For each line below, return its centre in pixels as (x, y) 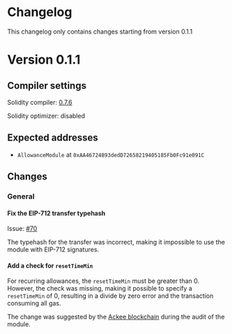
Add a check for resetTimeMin (50, 266)
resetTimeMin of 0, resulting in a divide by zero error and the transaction (110, 296)
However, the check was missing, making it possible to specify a (100, 289)
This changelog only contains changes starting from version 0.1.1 (100, 31)
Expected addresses (53, 138)
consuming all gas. (34, 303)
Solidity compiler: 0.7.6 (40, 102)
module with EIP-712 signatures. (53, 249)
